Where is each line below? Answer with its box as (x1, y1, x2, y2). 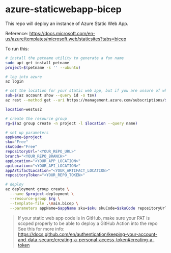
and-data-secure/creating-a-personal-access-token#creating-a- (17, 236, 155, 243)
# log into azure (5, 74, 42, 80)
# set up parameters (5, 130, 49, 135)
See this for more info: (17, 225, 65, 232)
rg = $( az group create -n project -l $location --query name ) (5, 121, 138, 126)
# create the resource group (5, 116, 67, 121)
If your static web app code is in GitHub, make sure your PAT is (17, 215, 150, 221)
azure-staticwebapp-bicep (5, 4, 122, 15)
